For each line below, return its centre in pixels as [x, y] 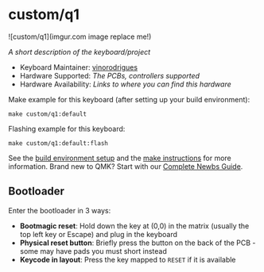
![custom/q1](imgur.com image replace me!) [80, 36]
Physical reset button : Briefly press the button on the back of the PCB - [138, 243]
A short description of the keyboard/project [80, 52]
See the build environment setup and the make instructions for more [120, 158]
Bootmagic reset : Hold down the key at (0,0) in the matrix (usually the [134, 226]
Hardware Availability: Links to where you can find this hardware [126, 84]
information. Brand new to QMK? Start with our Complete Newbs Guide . [126, 166]
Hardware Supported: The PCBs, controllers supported [110, 75]
